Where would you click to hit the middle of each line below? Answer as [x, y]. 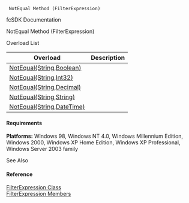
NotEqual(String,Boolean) [45, 68]
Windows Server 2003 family [42, 149]
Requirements [24, 123]
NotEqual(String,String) [42, 97]
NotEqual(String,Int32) [41, 78]
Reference [19, 174]
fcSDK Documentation [34, 20]
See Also [17, 160]
